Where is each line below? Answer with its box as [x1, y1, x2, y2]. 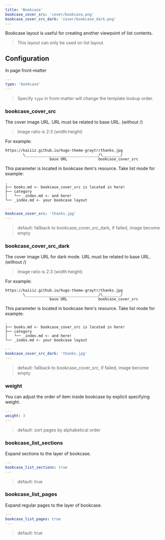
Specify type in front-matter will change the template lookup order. [17, 95, 154, 101]
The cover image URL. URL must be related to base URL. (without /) [5, 119, 143, 125]
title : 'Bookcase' [5, 7, 43, 12]
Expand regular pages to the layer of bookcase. [5, 502, 103, 508]
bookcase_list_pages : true [5, 516, 61, 522]
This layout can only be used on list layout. [17, 40, 105, 46]
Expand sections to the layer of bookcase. [5, 450, 91, 456]
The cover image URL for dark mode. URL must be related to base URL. [5, 254, 151, 260]
